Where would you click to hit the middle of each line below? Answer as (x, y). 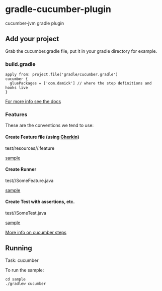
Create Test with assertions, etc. (40, 202)
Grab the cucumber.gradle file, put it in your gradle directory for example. (81, 51)
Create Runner (21, 169)
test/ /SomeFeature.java (29, 180)
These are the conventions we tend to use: (50, 125)
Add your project (32, 39)
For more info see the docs (33, 102)
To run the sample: (25, 270)
